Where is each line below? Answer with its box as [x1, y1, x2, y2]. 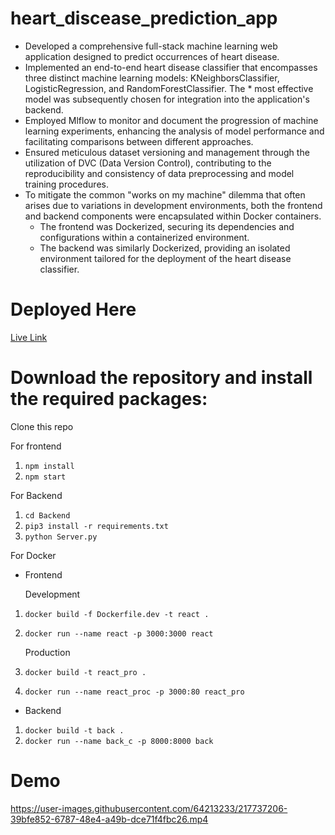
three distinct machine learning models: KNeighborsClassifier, [24, 72, 280, 84]
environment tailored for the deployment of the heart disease [39, 252, 292, 264]
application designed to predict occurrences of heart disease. [24, 50, 280, 62]
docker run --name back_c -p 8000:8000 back [24, 736, 214, 746]
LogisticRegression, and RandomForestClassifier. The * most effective [24, 82, 314, 94]
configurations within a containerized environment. [39, 231, 250, 243]
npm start [24, 472, 67, 482]
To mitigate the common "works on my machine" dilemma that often [24, 188, 306, 201]
